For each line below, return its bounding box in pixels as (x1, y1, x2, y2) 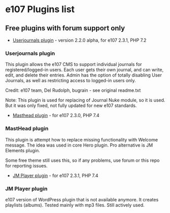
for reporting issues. (5, 162, 48, 168)
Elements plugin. (5, 147, 40, 153)
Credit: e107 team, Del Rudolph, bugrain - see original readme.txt (5, 87, 141, 93)
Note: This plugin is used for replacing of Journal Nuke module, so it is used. (5, 97, 165, 103)
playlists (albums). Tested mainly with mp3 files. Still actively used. (5, 202, 145, 208)
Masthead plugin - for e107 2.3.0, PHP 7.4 (12, 113, 100, 119)
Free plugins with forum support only (5, 24, 125, 32)
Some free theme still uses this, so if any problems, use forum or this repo (5, 157, 160, 163)
